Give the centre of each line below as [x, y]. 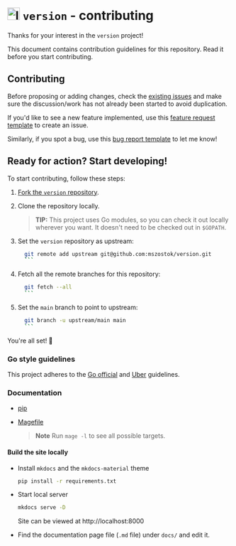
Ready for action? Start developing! [88, 161]
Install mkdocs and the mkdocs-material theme [83, 468]
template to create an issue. [48, 125]
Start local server [43, 495]
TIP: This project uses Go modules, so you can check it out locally [132, 220]
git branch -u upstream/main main [75, 321]
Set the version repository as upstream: [76, 241]
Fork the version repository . [58, 192]
